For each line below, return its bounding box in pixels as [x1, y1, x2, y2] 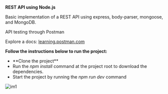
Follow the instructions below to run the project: [5, 48, 108, 54]
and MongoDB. [5, 19, 37, 25]
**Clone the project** [12, 58, 59, 64]
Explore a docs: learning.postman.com [5, 38, 85, 44]
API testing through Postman [5, 29, 65, 34]
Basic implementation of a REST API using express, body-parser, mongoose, [5, 14, 163, 19]
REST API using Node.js [5, 4, 56, 10]
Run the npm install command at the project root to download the [12, 63, 147, 69]
